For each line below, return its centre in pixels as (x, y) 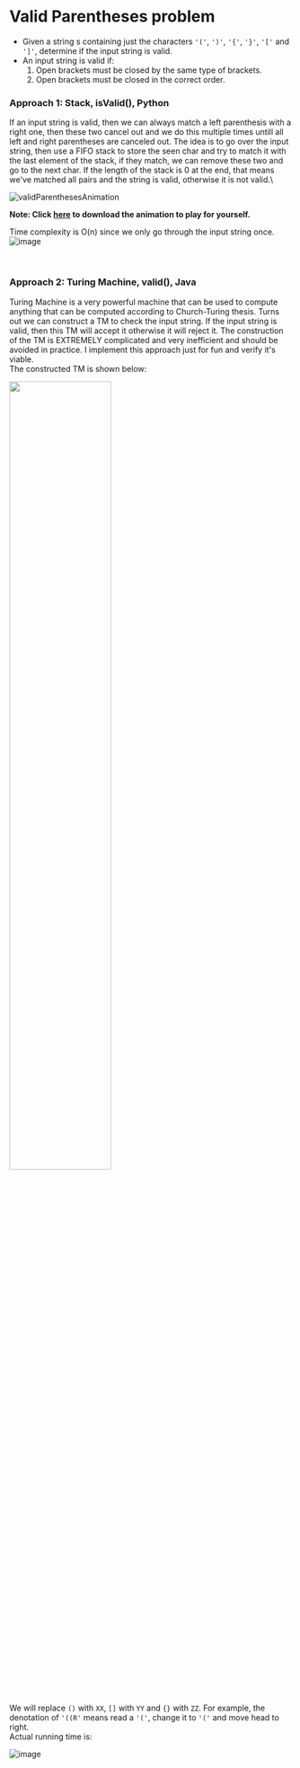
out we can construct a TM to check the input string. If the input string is (143, 321)
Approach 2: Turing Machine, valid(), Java (103, 282)
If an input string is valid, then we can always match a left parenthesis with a (150, 122)
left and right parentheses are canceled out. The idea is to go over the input (149, 142)
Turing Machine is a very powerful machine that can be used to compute (144, 302)
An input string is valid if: (68, 60)
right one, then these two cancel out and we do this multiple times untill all (147, 132)
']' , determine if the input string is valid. (97, 50)
